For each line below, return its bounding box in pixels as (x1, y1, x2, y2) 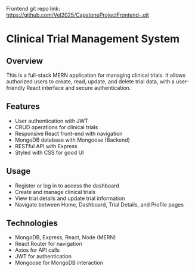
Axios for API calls (14, 246, 60, 254)
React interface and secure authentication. (26, 85, 131, 91)
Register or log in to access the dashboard (14, 182, 119, 189)
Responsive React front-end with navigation (14, 130, 123, 137)
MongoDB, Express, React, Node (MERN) (14, 234, 116, 241)
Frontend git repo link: (6, 5, 61, 12)
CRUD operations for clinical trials (14, 123, 98, 130)
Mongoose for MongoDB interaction (14, 259, 103, 267)
